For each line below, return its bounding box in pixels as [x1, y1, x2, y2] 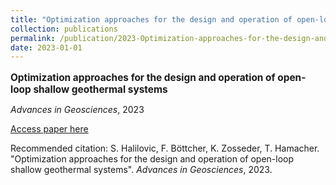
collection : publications [10, 24, 118, 34]
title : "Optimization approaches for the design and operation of [10, 14, 293, 25]
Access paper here [10, 122, 89, 135]
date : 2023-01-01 [10, 42, 83, 53]
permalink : [10, 33, 56, 43]
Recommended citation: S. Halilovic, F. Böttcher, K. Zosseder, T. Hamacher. [10, 142, 320, 154]
